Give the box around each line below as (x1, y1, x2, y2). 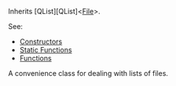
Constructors (19, 37, 63, 46)
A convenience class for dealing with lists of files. (8, 69, 169, 77)
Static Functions (19, 45, 72, 54)
